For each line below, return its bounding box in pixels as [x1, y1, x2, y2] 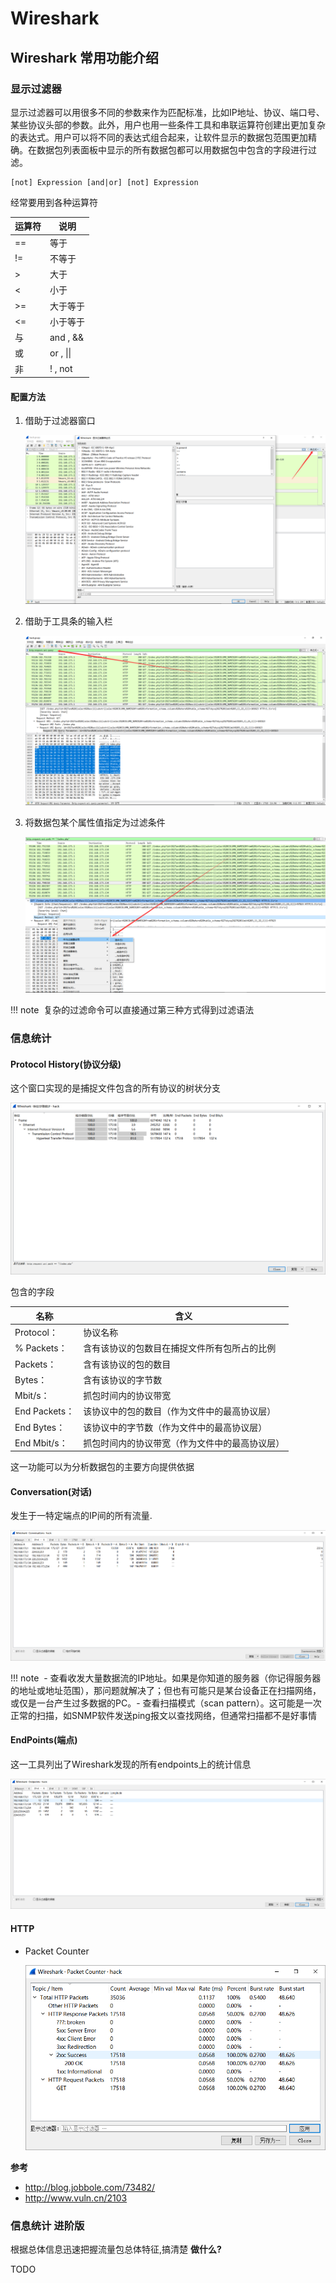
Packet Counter [24, 1945, 90, 1957]
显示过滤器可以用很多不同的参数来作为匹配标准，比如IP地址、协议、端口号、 [10, 106, 325, 118]
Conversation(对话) [10, 1485, 93, 1497]
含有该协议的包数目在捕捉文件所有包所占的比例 [83, 1342, 277, 1354]
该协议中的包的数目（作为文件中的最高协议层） [83, 1405, 277, 1417]
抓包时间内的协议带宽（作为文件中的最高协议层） [83, 1437, 285, 1449]
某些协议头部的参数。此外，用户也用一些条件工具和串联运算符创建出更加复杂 [10, 118, 326, 131]
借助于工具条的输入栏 [24, 615, 113, 627]
